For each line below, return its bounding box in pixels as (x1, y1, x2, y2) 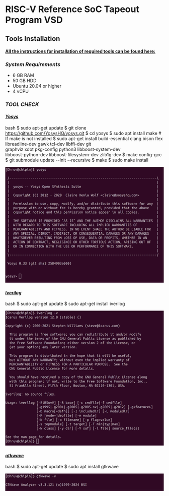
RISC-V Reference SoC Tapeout (5, 4, 140, 15)
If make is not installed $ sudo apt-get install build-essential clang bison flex (5, 135, 163, 142)
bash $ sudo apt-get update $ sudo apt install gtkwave (5, 464, 119, 470)
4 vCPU (12, 88, 29, 94)
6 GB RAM (12, 72, 34, 79)
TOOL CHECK (5, 101, 39, 108)
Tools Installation (5, 34, 60, 43)
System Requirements (5, 61, 60, 68)
